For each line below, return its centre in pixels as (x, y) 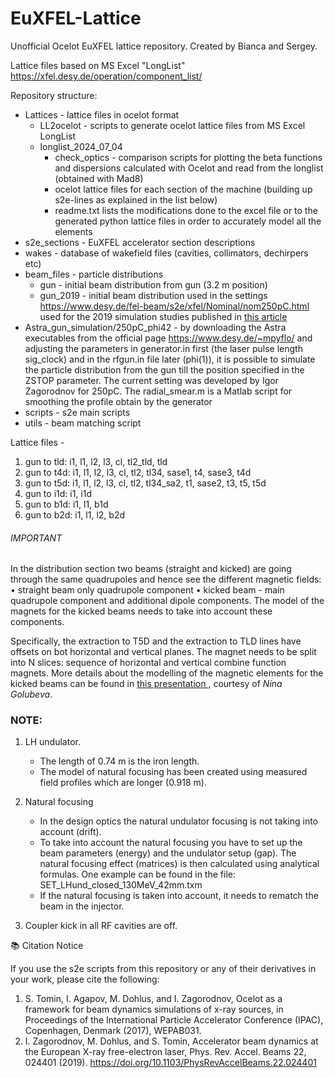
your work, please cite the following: (85, 979)
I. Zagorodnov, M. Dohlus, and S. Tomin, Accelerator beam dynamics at (171, 1041)
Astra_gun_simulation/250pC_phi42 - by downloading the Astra (155, 327)
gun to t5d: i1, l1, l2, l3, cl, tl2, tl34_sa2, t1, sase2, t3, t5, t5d (145, 483)
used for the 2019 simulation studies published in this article (163, 316)
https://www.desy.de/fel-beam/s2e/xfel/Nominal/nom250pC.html (174, 306)
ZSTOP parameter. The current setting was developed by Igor (151, 380)
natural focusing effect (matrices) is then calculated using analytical (179, 864)
